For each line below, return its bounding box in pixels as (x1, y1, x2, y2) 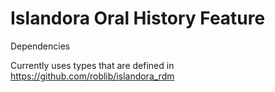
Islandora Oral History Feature (10, 7, 266, 30)
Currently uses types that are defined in (10, 59, 175, 71)
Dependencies (10, 40, 71, 52)
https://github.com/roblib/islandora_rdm (10, 70, 175, 82)
